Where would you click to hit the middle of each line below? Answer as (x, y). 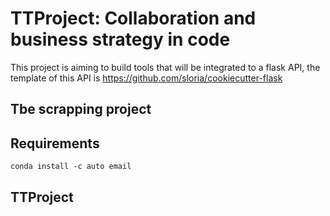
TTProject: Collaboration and (133, 18)
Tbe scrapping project (81, 109)
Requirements (55, 143)
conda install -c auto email (71, 167)
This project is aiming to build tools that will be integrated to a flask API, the (165, 67)
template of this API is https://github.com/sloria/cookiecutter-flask (146, 78)
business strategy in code (120, 39)
